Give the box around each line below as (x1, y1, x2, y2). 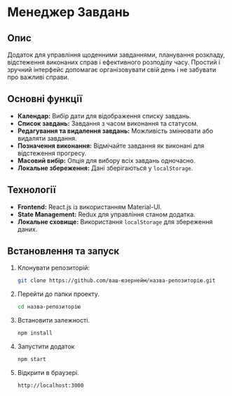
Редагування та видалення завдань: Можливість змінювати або (17, 127, 214, 135)
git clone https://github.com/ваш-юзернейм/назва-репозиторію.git (17, 277, 216, 284)
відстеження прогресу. (17, 148, 87, 157)
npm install (17, 330, 53, 337)
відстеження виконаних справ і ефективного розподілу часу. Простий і (7, 58, 221, 66)
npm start (17, 356, 47, 363)
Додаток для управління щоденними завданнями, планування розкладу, (7, 50, 226, 59)
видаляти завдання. (17, 134, 77, 142)
